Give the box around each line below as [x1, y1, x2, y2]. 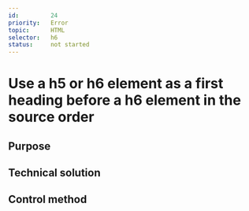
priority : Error [8, 19, 69, 27]
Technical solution [8, 166, 101, 180]
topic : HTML [8, 26, 65, 34]
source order [8, 108, 95, 126]
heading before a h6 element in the [8, 91, 242, 109]
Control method [8, 193, 87, 206]
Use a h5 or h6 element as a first [8, 75, 224, 93]
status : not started [8, 41, 90, 49]
